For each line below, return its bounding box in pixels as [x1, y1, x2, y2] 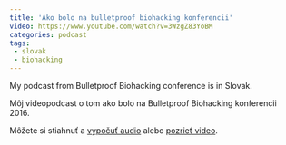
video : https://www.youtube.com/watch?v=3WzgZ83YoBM [9, 22, 213, 31]
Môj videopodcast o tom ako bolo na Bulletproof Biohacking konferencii [9, 98, 277, 109]
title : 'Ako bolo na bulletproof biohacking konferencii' [9, 13, 233, 23]
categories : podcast [9, 30, 88, 39]
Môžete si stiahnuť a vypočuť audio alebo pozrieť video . [9, 125, 218, 136]
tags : [9, 38, 30, 48]
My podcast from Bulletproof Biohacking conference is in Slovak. [9, 81, 252, 91]
